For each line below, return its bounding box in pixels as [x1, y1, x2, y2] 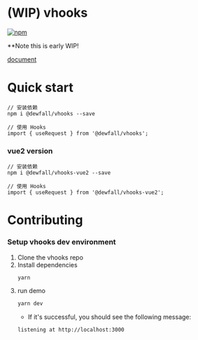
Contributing [7, 212, 83, 228]
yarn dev [17, 299, 43, 307]
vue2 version [7, 146, 53, 155]
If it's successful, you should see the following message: [27, 313, 192, 321]
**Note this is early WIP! [7, 41, 79, 50]
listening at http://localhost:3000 [17, 326, 125, 333]
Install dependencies [17, 260, 78, 269]
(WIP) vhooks [7, 5, 88, 21]
